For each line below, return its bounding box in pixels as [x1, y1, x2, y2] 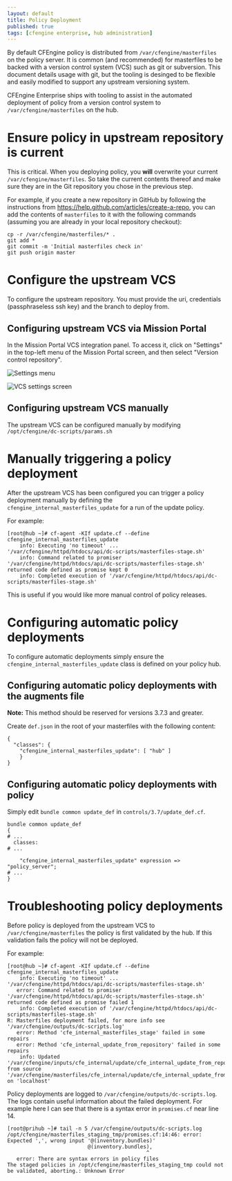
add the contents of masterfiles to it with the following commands [7, 210, 197, 218]
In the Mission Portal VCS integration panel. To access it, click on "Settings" [7, 340, 223, 349]
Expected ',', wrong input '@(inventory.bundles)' [7, 1137, 156, 1144]
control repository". [7, 355, 62, 364]
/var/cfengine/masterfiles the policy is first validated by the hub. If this [7, 929, 213, 937]
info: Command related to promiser [19, 554, 122, 561]
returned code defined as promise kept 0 [7, 566, 128, 573]
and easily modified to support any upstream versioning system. [7, 77, 190, 86]
